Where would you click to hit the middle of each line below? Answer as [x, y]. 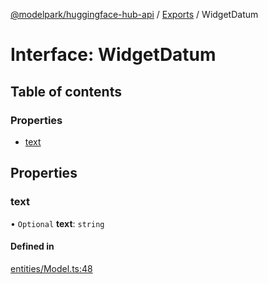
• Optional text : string [57, 223]
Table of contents [66, 91]
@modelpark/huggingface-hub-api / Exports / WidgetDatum [134, 14]
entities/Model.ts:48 [51, 268]
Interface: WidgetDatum [113, 55]
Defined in [32, 246]
